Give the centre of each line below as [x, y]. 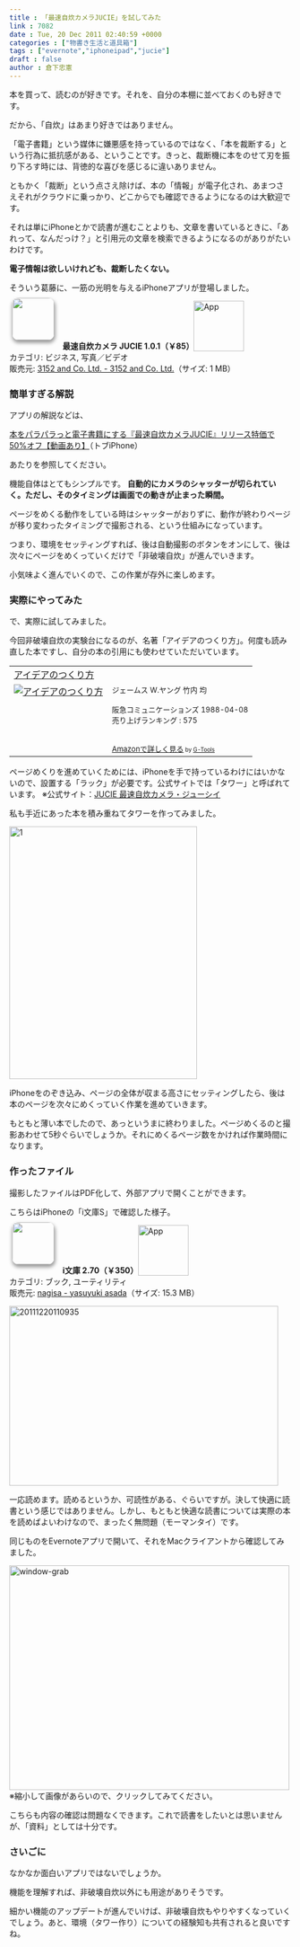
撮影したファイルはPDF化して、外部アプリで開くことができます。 [130, 1192]
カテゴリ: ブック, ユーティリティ [69, 1281]
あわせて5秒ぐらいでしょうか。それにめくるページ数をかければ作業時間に [152, 1135]
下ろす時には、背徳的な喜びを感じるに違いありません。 [119, 166]
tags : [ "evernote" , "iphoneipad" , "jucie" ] [90, 51]
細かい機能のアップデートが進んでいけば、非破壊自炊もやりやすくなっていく [150, 1911]
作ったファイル [42, 1172]
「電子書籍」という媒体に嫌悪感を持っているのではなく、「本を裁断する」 [145, 144]
